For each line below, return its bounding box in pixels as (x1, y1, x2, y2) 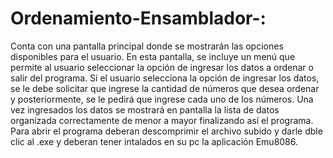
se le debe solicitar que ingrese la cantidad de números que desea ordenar (10, 82, 320, 94)
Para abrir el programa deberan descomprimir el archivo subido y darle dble (10, 125, 323, 137)
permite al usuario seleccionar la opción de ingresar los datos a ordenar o (10, 61, 314, 73)
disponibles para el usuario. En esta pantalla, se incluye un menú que (10, 50, 296, 62)
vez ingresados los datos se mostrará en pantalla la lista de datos (10, 103, 280, 116)
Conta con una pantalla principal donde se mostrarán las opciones (10, 40, 284, 52)
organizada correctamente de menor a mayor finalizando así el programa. (10, 114, 314, 126)
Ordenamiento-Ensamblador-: (10, 7, 267, 30)
